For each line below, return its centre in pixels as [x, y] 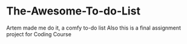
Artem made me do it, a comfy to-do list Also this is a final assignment [94, 28]
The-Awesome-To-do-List [74, 11]
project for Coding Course [39, 34]
